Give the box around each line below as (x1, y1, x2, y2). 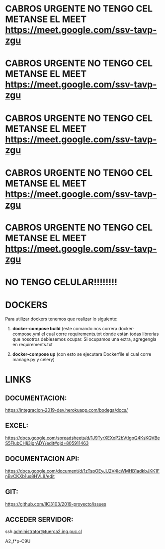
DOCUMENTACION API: (5, 455, 80, 463)
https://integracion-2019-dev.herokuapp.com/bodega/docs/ (5, 407, 128, 413)
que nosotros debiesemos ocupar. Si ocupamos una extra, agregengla (12, 336, 157, 342)
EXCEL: (5, 422, 29, 430)
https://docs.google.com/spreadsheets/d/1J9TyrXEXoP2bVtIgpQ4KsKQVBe (5, 435, 160, 441)
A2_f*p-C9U (5, 538, 31, 545)
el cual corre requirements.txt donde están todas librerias (41, 331, 159, 337)
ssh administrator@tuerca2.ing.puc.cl (5, 529, 82, 535)
